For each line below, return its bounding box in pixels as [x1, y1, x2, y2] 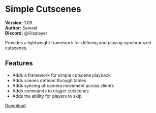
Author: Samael [5, 25, 38, 30]
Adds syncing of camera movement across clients [12, 83, 114, 88]
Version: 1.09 [5, 20, 33, 26]
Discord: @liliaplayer [5, 30, 48, 36]
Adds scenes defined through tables [12, 77, 86, 83]
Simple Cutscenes [5, 3, 81, 15]
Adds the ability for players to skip [12, 93, 82, 99]
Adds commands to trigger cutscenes [12, 87, 89, 94]
